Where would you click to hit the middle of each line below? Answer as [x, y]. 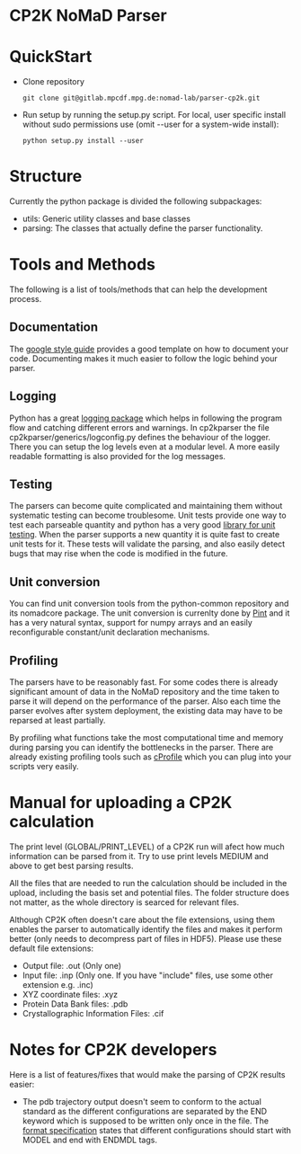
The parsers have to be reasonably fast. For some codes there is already [144, 682]
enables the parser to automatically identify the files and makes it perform [146, 929]
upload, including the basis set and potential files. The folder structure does [150, 892]
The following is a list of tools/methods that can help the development [138, 289]
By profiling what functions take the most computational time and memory [146, 738]
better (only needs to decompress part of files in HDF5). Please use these [146, 939]
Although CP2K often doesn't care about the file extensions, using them [142, 919]
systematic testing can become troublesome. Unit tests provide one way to [148, 515]
